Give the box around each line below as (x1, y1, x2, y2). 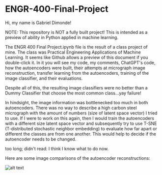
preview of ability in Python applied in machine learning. (5, 34, 119, 40)
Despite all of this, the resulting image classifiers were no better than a (5, 85, 148, 90)
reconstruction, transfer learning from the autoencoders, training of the (5, 70, 149, 76)
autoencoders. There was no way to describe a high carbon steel (5, 105, 137, 111)
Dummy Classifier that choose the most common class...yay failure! (5, 90, 141, 96)
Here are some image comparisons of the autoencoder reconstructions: (5, 155, 151, 161)
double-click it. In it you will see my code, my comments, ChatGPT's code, (5, 59, 156, 65)
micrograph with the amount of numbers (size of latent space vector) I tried (5, 110, 158, 116)
